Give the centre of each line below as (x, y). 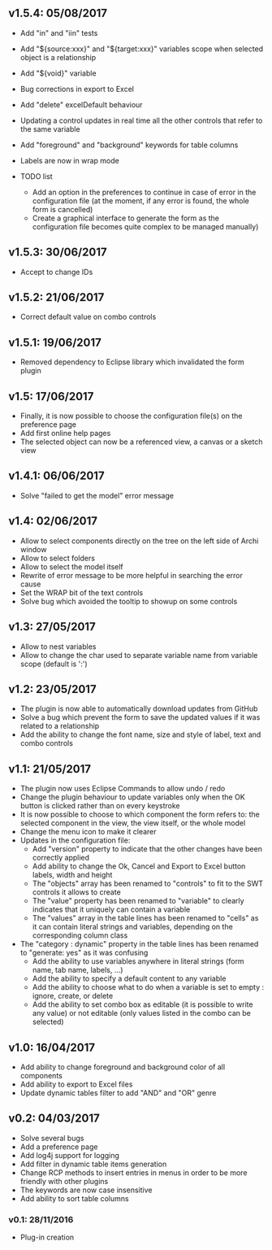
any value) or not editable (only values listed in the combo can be (142, 1013)
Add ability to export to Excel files (76, 1084)
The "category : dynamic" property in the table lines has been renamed (139, 944)
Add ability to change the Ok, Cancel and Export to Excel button (139, 866)
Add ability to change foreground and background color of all (123, 1067)
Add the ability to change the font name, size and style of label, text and (140, 734)
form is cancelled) (63, 209)
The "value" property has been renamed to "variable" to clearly (138, 901)
